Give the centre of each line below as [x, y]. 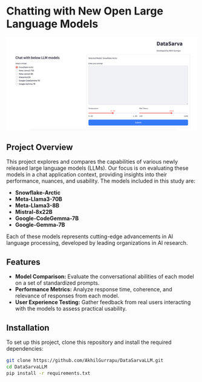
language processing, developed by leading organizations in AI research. [97, 243]
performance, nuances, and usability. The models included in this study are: [101, 181]
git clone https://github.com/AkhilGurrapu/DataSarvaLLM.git [85, 360]
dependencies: [25, 348]
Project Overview [40, 147]
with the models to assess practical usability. [71, 309]
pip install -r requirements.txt [48, 373]
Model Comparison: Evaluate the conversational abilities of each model [105, 277]
